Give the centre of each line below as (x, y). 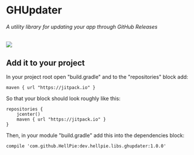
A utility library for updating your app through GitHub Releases (82, 26)
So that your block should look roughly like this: (63, 99)
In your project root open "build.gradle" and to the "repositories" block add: (97, 77)
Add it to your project (45, 63)
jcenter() (29, 115)
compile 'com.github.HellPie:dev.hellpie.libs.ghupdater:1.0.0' (86, 146)
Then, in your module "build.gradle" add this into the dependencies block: (95, 136)
